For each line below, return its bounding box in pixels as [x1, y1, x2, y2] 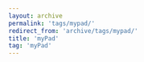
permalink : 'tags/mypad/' [8, 19, 95, 27]
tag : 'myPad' [8, 42, 52, 50]
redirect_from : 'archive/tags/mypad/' [8, 27, 138, 35]
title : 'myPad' [8, 34, 60, 43]
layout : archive [8, 11, 63, 20]
